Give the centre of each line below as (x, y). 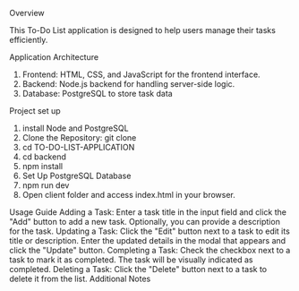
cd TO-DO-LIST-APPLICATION (78, 147)
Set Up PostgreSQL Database (77, 175)
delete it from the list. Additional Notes (80, 278)
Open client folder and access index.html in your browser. (128, 195)
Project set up (35, 111)
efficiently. (29, 40)
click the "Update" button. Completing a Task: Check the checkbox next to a (150, 250)
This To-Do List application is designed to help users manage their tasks (142, 30)
